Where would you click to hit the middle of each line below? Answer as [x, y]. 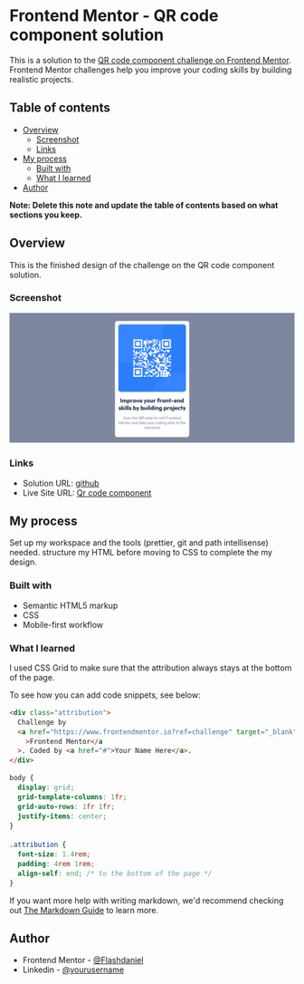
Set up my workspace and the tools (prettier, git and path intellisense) [139, 543]
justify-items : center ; [62, 816]
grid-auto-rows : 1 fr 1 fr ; [66, 806]
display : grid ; [46, 788]
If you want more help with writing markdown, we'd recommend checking [147, 900]
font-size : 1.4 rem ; [54, 854]
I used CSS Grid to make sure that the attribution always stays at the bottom [151, 668]
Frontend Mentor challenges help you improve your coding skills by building [151, 70]
